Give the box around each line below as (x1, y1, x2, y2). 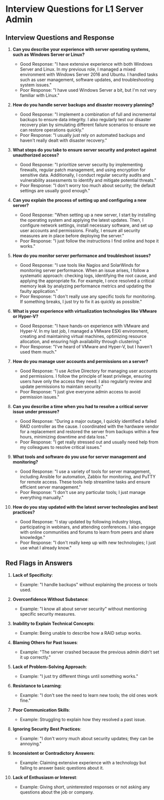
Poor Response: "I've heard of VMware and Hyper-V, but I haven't (20, 344, 153, 349)
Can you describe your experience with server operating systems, (12, 47, 150, 52)
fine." (20, 697, 31, 703)
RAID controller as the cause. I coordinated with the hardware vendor (20, 423, 159, 429)
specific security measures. (20, 611, 76, 617)
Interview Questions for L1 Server (5, 3, 143, 15)
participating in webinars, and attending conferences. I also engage (20, 524, 156, 530)
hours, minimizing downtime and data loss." (20, 434, 108, 439)
